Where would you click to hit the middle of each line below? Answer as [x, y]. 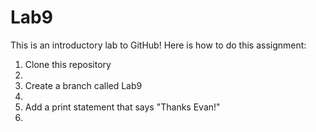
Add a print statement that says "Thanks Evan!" [122, 107]
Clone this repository [68, 64]
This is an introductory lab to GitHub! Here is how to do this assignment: [158, 45]
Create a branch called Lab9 [83, 85]
